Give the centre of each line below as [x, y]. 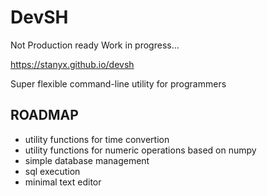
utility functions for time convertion [97, 139]
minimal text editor [63, 182]
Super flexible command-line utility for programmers [118, 83]
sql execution [52, 171]
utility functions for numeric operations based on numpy [140, 150]
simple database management [87, 160]
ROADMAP [44, 115]
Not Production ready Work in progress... [95, 45]
